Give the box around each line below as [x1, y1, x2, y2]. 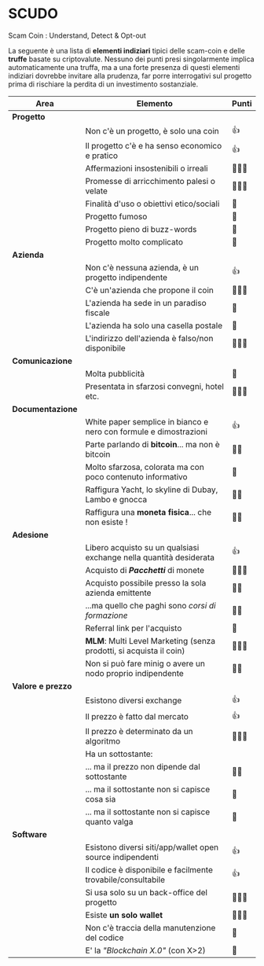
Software [12, 828, 47, 839]
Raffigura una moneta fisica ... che [85, 506, 212, 517]
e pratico [85, 150, 119, 161]
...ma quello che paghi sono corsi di [85, 600, 216, 611]
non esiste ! [85, 516, 128, 527]
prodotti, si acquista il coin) [85, 645, 185, 656]
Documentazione [12, 403, 78, 414]
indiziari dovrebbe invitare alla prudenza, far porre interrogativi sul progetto [8, 71, 252, 80]
